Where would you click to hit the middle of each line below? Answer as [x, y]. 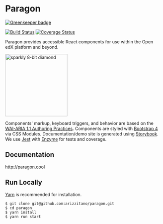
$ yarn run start [23, 217]
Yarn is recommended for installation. [43, 194]
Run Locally [24, 182]
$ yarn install [21, 212]
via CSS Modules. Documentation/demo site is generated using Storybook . [82, 134]
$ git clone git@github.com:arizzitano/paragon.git [60, 204]
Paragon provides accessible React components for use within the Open [79, 42]
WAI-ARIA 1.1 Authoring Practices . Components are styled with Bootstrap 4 [81, 128]
